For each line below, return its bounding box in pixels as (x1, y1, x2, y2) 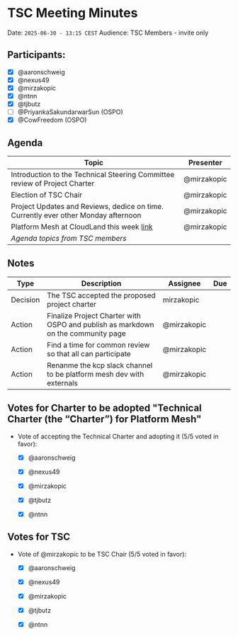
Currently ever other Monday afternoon (11, 210, 142, 220)
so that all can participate (47, 348, 131, 358)
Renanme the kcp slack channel (47, 360, 153, 370)
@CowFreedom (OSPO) (17, 115, 87, 125)
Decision (11, 295, 40, 305)
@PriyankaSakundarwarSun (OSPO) (17, 108, 124, 116)
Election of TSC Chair (11, 190, 83, 200)
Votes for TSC (7, 531, 71, 543)
